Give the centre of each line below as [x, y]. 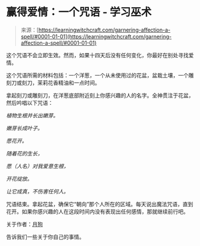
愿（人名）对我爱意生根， [37, 166]
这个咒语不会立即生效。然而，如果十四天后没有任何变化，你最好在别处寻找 [97, 55]
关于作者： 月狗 [24, 224]
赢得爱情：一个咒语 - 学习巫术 [79, 12]
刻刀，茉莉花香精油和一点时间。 [61, 82]
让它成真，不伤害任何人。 [37, 191]
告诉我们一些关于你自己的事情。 [45, 236]
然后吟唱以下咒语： [30, 102]
